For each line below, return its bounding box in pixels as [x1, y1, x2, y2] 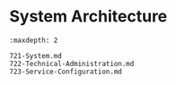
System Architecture [9, 6, 168, 27]
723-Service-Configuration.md [9, 67, 123, 76]
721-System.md [9, 51, 63, 60]
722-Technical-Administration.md [9, 59, 135, 68]
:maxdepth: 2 [9, 36, 58, 45]
